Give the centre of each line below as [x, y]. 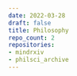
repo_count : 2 [32, 38]
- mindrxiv [26, 52]
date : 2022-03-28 [37, 15]
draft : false [30, 23]
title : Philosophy [38, 30]
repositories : [32, 45]
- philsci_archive [38, 60]
